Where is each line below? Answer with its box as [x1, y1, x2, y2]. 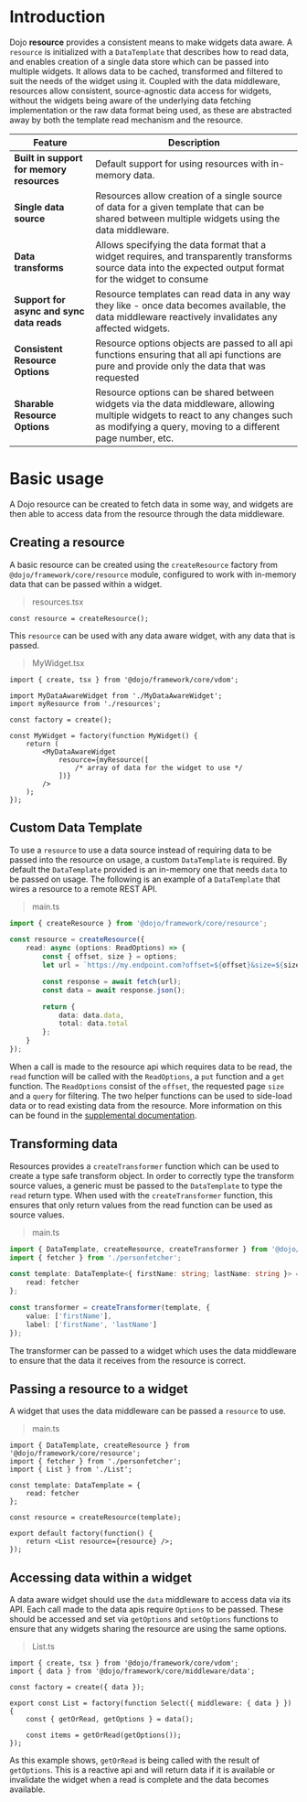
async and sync [14, 305, 85, 317]
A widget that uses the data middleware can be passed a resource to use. [9, 1406, 286, 1417]
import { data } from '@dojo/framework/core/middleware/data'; [9, 1667, 256, 1676]
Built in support [14, 151, 83, 164]
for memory [14, 163, 67, 176]
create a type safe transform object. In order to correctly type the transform [9, 1170, 295, 1181]
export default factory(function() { [9, 1529, 153, 1539]
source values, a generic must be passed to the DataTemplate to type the [9, 1180, 283, 1191]
